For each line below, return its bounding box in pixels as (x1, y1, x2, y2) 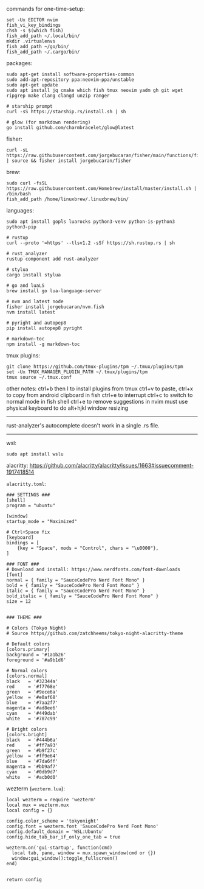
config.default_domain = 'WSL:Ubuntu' (6, 829, 104, 835)
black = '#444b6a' (6, 737, 59, 743)
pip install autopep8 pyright (6, 325, 83, 331)
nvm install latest (6, 309, 56, 315)
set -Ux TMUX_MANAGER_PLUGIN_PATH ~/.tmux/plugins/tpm (6, 369, 148, 375)
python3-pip (6, 224, 36, 230)
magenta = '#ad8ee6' (6, 705, 59, 711)
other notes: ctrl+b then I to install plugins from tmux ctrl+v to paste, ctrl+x (6, 385, 193, 392)
